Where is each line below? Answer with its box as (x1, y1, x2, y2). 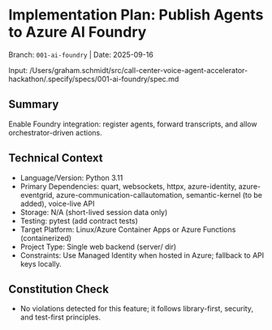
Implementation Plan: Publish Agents (8, 6, 264, 24)
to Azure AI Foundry (8, 23, 147, 41)
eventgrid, (19, 190, 55, 199)
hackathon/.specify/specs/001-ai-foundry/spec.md (8, 74, 179, 84)
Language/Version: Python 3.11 (19, 173, 123, 182)
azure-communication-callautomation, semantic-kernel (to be (56, 190, 262, 199)
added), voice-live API (19, 199, 95, 208)
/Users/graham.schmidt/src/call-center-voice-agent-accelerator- (29, 65, 248, 75)
